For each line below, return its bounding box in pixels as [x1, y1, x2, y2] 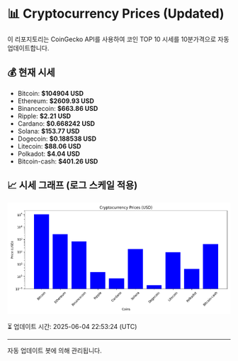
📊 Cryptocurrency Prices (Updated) [7, 6, 225, 22]
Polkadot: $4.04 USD [17, 149, 80, 158]
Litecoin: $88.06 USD [17, 141, 81, 150]
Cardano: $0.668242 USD [17, 119, 96, 128]
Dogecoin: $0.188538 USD [17, 134, 97, 143]
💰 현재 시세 [7, 67, 55, 79]
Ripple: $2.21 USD [17, 112, 72, 120]
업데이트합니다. [7, 43, 50, 52]
